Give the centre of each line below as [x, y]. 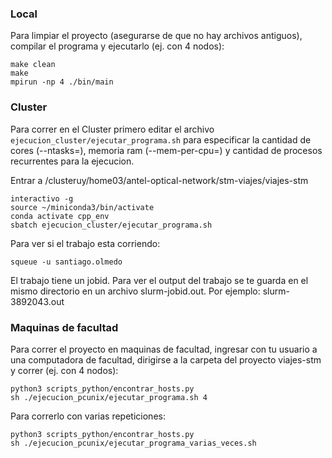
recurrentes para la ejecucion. [72, 161]
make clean [33, 65]
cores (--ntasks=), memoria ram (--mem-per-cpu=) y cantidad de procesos [166, 150]
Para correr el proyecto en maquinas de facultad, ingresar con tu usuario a [164, 349]
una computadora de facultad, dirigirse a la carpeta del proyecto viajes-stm [166, 359]
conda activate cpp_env [60, 216]
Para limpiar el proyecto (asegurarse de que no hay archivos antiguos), [156, 36]
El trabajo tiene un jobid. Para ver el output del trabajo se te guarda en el [159, 280]
